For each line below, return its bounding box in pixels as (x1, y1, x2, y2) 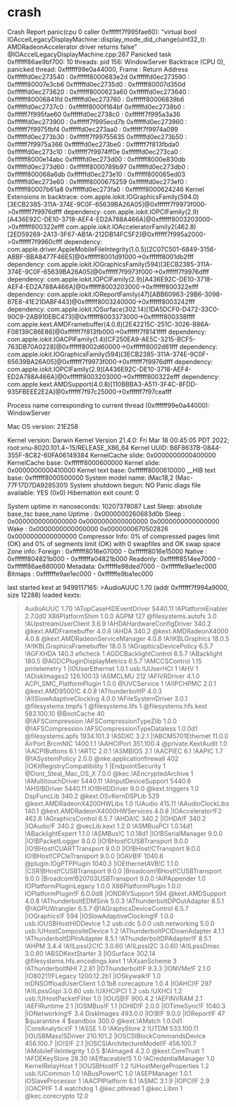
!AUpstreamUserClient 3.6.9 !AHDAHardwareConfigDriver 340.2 (24, 619, 211, 628)
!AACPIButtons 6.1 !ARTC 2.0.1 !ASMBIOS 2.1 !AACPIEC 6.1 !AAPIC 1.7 (24, 746, 223, 755)
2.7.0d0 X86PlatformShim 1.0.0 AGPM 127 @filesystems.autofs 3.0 (24, 612, 217, 620)
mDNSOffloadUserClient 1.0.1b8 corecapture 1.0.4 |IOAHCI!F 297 (24, 979, 213, 988)
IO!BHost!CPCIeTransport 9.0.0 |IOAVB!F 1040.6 (24, 852, 164, 860)
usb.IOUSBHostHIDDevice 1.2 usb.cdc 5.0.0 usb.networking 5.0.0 (24, 919, 215, 928)
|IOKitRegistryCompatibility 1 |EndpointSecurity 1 (24, 761, 166, 770)
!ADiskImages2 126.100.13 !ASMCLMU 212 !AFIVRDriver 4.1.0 (24, 672, 200, 680)
